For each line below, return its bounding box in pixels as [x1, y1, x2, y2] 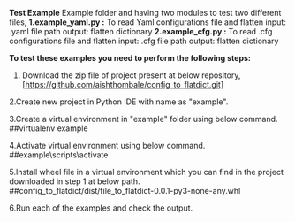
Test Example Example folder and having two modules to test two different [9, 8, 282, 18]
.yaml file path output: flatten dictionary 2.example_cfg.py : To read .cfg [9, 27, 273, 36]
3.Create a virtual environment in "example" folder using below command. [9, 114, 278, 124]
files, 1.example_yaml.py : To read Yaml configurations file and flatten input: [9, 17, 287, 27]
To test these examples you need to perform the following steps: [9, 53, 252, 63]
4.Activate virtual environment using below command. [9, 141, 206, 150]
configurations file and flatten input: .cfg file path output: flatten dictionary [9, 35, 279, 46]
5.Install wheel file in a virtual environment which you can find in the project [9, 167, 284, 177]
